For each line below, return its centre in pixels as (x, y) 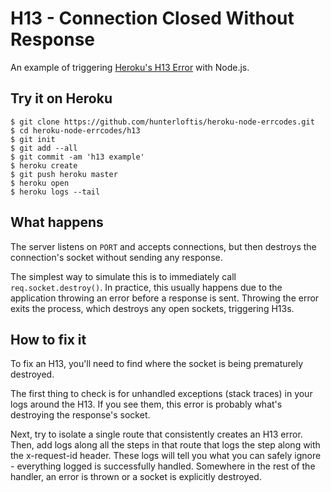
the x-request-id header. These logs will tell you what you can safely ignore (166, 456)
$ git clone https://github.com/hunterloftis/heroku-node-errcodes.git (162, 122)
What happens (57, 222)
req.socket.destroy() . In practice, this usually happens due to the (146, 287)
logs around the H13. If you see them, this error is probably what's (146, 404)
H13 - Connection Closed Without (152, 18)
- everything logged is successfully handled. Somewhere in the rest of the (163, 466)
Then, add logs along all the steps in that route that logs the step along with (165, 445)
